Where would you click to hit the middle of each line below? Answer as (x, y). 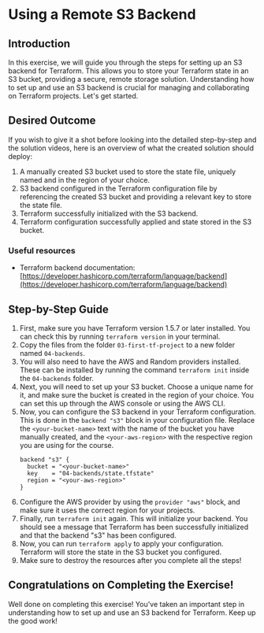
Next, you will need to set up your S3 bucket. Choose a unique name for (136, 387)
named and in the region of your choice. (85, 180)
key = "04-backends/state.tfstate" (91, 473)
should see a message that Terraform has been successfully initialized (134, 527)
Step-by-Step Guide (58, 309)
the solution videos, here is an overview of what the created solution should (131, 148)
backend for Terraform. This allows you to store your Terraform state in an (129, 71)
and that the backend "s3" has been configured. (98, 535)
